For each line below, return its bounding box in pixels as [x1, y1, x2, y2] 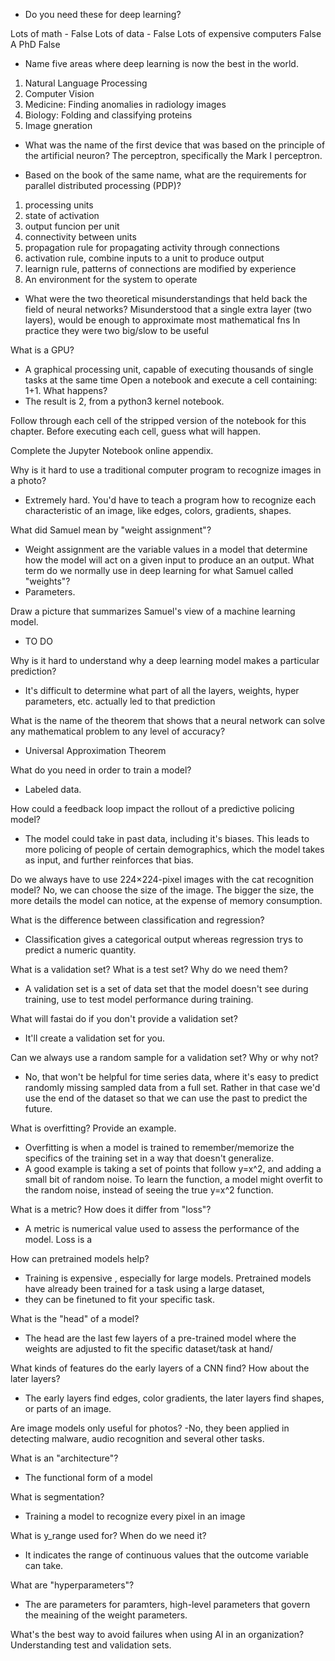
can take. [24, 1560, 64, 1571]
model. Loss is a [24, 1234, 93, 1245]
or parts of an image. [24, 1403, 112, 1414]
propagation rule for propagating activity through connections [24, 242, 280, 253]
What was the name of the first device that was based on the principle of [24, 139, 326, 151]
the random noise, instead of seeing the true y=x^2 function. [24, 1184, 274, 1196]
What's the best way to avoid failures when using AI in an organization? [10, 1629, 305, 1640]
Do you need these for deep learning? [24, 9, 182, 20]
